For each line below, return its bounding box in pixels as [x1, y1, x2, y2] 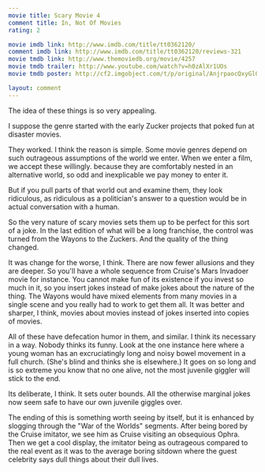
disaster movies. [8, 129, 62, 139]
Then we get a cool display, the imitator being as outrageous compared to [8, 437, 248, 447]
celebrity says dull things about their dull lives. [8, 455, 159, 464]
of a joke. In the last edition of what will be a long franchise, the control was [8, 226, 254, 235]
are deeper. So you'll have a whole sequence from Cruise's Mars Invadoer [8, 266, 249, 275]
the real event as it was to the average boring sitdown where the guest [8, 446, 237, 455]
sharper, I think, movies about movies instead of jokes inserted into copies [8, 308, 250, 317]
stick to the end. [8, 373, 61, 383]
